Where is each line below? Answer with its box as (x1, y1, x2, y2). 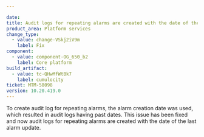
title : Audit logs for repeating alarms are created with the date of (6, 19, 189, 26)
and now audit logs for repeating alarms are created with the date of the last (6, 118, 197, 125)
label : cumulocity (17, 77, 64, 83)
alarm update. (6, 124, 41, 131)
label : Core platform (17, 59, 72, 66)
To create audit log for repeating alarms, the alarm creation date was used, (6, 105, 193, 111)
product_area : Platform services (6, 26, 91, 32)
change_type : (6, 31, 39, 37)
